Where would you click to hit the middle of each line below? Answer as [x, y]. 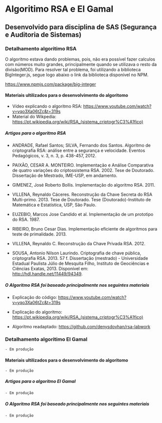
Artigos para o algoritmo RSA [36, 133]
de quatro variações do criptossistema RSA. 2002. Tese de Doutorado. [83, 170]
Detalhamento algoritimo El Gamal [46, 339]
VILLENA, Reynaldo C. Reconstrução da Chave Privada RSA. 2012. [79, 244]
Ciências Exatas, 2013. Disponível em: [50, 269]
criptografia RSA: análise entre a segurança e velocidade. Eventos [79, 150]
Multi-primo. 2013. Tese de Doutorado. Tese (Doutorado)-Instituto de [81, 200]
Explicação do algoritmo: [37, 312]
